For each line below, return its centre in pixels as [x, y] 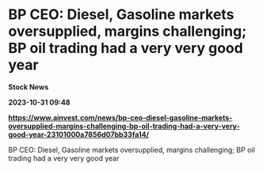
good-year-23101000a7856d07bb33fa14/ [78, 134]
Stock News [29, 87]
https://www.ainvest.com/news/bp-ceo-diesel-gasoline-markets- [120, 117]
